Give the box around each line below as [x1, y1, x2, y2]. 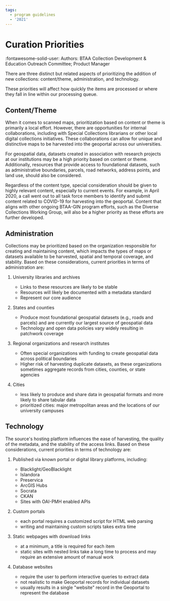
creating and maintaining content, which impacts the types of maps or [5, 248, 152, 254]
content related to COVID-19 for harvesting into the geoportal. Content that [5, 198, 161, 204]
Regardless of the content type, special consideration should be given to [5, 182, 157, 188]
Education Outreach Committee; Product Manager [5, 61, 110, 67]
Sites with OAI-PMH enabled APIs [20, 498, 91, 505]
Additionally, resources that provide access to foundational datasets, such [5, 162, 160, 168]
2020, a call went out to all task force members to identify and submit [5, 193, 151, 199]
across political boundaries [20, 356, 77, 362]
